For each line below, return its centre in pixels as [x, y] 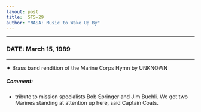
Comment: [20, 82]
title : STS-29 [25, 17]
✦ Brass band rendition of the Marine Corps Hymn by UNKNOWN [87, 68]
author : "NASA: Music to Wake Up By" [53, 23]
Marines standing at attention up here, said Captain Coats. [86, 102]
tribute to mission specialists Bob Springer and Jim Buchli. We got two [101, 97]
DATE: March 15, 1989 [38, 49]
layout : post [22, 12]
